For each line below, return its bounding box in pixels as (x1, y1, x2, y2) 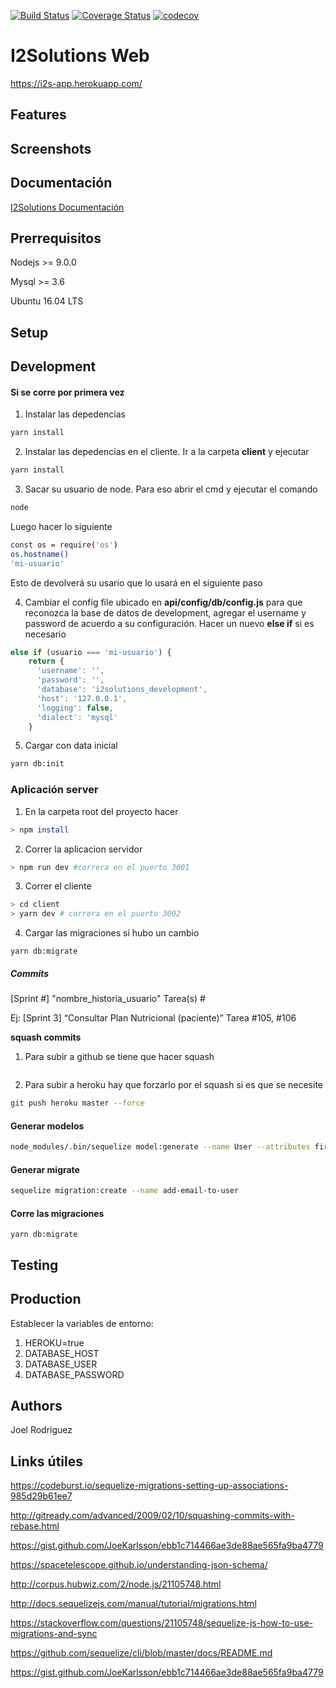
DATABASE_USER (24, 1358, 98, 1370)
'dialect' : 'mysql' (36, 712, 118, 722)
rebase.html (10, 1520, 60, 1532)
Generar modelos (10, 1120, 85, 1132)
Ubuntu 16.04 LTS (10, 295, 84, 307)
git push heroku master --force (10, 1098, 145, 1109)
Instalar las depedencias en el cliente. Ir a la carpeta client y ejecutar (24, 446, 310, 458)
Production (10, 1291, 82, 1308)
